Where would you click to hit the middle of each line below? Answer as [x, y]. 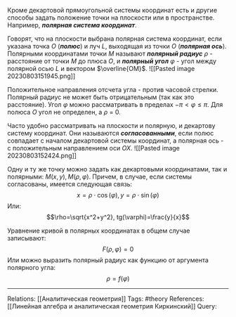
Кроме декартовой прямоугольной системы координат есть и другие [112, 10]
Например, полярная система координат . [72, 25]
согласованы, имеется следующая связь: [70, 184]
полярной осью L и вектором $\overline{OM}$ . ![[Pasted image [101, 69]
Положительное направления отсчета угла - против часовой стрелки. [113, 90]
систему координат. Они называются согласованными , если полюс [111, 133]
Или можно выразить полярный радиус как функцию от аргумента [108, 260]
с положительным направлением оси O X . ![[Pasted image [94, 148]
